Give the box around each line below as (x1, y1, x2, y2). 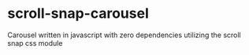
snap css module (7, 38, 63, 47)
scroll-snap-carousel (7, 5, 149, 22)
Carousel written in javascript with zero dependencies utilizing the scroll (7, 30, 241, 40)
